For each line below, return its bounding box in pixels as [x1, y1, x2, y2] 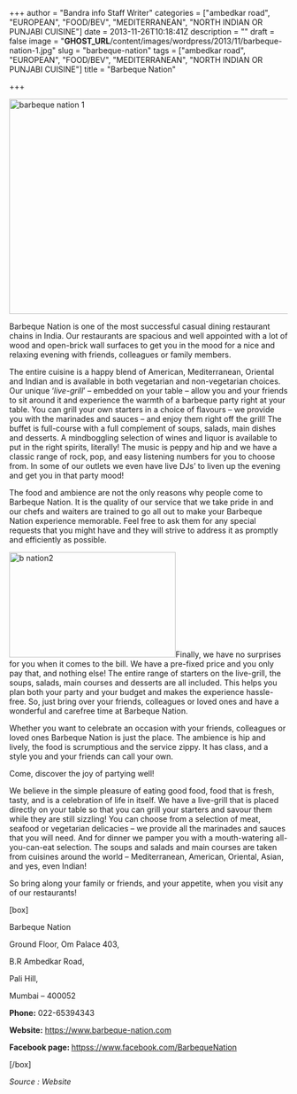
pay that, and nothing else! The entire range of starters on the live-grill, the [9, 668, 281, 678]
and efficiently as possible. [9, 535, 108, 544]
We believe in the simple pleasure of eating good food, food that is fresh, [9, 785, 275, 796]
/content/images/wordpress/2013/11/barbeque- [110, 35, 283, 46]
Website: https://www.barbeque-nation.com [9, 1025, 172, 1035]
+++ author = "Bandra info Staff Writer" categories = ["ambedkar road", [9, 8, 270, 18]
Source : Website [9, 1076, 72, 1087]
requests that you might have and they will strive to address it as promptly [9, 525, 278, 535]
